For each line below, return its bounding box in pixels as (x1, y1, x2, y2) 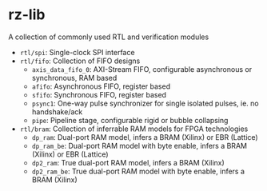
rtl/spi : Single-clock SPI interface (19, 47, 135, 57)
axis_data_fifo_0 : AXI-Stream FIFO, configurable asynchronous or (31, 64, 253, 74)
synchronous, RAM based (31, 73, 118, 82)
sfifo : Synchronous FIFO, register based (31, 90, 166, 99)
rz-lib (8, 6, 46, 24)
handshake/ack (31, 106, 83, 117)
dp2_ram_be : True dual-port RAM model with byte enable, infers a (31, 166, 245, 176)
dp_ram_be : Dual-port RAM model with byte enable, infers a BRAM (31, 141, 248, 150)
